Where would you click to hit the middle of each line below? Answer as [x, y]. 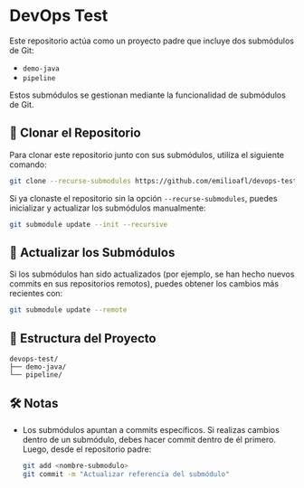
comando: [28, 164]
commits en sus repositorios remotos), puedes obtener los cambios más [144, 284]
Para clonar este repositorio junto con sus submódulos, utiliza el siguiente [147, 155]
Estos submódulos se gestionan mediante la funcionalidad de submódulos [148, 95]
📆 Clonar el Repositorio [76, 133]
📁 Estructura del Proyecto [83, 338]
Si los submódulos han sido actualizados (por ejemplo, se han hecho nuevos [152, 274]
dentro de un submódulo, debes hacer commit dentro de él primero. [149, 439]
